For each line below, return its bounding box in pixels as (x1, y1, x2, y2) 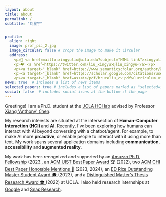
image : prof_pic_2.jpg (9, 43, 56, 48)
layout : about (5, 7, 35, 12)
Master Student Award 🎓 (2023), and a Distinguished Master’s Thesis (5, 171, 148, 178)
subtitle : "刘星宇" (5, 21, 43, 26)
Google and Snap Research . (5, 186, 62, 192)
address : (9, 52, 28, 57)
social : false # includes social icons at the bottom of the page (5, 89, 147, 94)
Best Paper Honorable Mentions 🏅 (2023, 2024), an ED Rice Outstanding (5, 166, 153, 172)
